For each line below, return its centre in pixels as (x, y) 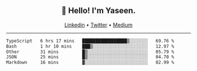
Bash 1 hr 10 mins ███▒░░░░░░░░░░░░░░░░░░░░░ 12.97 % (90, 46)
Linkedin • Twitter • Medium (98, 24)
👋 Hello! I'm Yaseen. (98, 11)
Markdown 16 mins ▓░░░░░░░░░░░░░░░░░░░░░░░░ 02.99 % (90, 63)
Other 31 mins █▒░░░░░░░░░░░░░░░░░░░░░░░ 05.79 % (90, 52)
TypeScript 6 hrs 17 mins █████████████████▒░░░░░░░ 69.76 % (90, 41)
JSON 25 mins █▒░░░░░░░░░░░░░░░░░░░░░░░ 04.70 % (90, 57)
